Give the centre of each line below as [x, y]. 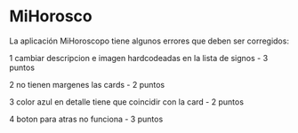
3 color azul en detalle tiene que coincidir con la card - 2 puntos [127, 102]
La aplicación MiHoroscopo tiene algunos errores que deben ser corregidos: [149, 41]
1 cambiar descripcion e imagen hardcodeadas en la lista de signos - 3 [139, 58]
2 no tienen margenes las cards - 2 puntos [87, 84]
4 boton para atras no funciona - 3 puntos [86, 119]
